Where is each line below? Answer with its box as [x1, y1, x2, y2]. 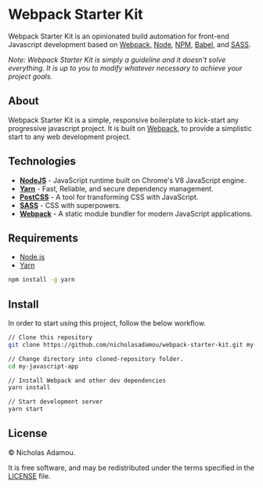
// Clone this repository [8, 333, 92, 342]
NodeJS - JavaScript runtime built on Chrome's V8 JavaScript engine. [19, 175, 247, 185]
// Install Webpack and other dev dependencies [8, 377, 167, 384]
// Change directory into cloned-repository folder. [8, 355, 184, 362]
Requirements [8, 231, 78, 245]
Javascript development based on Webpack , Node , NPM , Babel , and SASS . [8, 39, 251, 49]
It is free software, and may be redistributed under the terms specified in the [8, 463, 254, 472]
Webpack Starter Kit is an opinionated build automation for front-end [8, 31, 229, 41]
